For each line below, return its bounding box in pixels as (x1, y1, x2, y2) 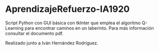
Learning (5, 25, 24, 31)
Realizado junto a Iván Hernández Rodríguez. (5, 40, 99, 46)
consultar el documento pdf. (5, 30, 64, 36)
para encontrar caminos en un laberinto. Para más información (25, 25, 154, 31)
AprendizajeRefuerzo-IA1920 (5, 3, 130, 15)
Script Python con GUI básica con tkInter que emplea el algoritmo (5, 20, 141, 26)
